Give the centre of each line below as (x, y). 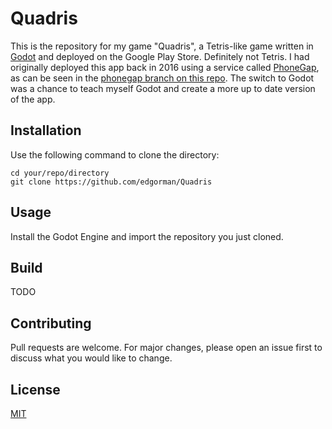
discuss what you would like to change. (91, 358)
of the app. (33, 99)
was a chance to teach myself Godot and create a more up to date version (163, 88)
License (35, 389)
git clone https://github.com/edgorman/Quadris (111, 182)
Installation (46, 130)
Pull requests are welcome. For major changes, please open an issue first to (166, 348)
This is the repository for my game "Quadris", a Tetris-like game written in (162, 46)
